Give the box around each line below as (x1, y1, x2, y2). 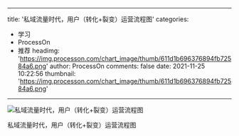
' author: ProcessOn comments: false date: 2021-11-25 (46, 62, 206, 70)
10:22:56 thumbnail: (17, 69, 76, 78)
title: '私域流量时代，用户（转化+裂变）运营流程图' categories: (7, 15, 189, 23)
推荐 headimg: (17, 47, 60, 55)
